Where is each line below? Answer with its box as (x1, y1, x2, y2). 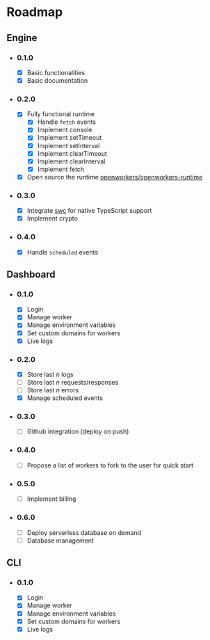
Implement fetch (37, 165, 85, 173)
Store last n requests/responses (26, 378, 119, 386)
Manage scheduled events (26, 394, 104, 402)
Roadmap (6, 4, 63, 20)
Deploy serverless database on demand (26, 528, 142, 536)
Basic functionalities (26, 68, 85, 77)
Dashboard (6, 269, 56, 280)
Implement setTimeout (37, 134, 102, 142)
